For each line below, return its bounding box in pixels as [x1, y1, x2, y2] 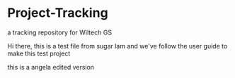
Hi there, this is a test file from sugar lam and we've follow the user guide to [7, 41, 228, 50]
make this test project [7, 49, 71, 58]
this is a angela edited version [7, 63, 94, 71]
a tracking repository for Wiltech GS [7, 28, 112, 37]
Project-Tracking [7, 5, 108, 21]
